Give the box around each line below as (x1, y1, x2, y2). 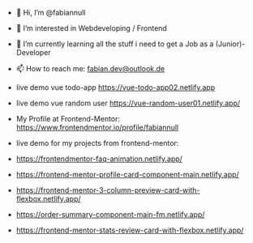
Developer (15, 48, 51, 57)
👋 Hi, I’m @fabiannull (15, 8, 86, 17)
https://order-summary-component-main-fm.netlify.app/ (15, 210, 205, 219)
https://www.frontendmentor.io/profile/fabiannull (15, 122, 179, 132)
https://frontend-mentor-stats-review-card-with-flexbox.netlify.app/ (15, 225, 244, 235)
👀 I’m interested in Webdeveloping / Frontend (15, 23, 168, 32)
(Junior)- (215, 39, 246, 49)
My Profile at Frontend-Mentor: (15, 114, 120, 123)
